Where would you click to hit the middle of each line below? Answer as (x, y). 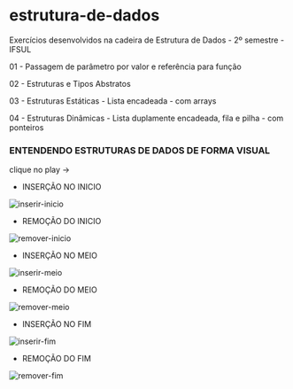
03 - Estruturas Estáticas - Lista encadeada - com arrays (113, 101)
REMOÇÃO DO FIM (56, 359)
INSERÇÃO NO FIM (57, 324)
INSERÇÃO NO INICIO (62, 187)
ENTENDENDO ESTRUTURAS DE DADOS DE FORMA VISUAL (140, 150)
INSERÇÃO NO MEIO (60, 256)
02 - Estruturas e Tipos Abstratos (70, 83)
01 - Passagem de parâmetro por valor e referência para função (125, 66)
